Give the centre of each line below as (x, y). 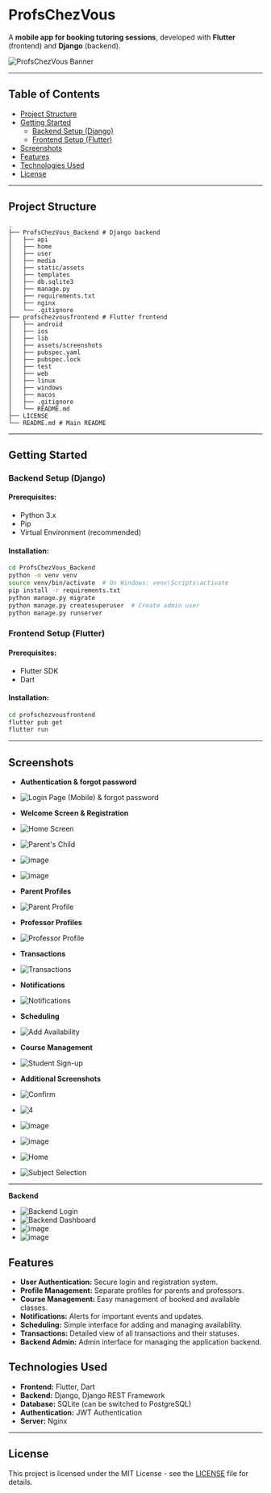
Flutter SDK (39, 670)
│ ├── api (28, 240)
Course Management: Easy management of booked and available (130, 1299)
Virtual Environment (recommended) (81, 532)
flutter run (28, 730)
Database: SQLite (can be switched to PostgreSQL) (106, 1403)
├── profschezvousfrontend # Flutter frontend (88, 317)
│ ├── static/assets (46, 268)
